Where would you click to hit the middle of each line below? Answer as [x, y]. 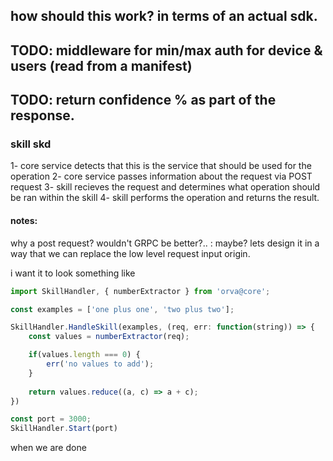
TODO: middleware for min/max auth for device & [166, 50]
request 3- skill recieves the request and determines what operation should [165, 187]
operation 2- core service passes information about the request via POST [161, 176]
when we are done [48, 448]
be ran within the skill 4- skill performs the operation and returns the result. [165, 198]
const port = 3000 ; [51, 419]
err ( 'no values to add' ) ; [100, 364]
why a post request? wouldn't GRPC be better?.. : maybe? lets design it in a [165, 243]
